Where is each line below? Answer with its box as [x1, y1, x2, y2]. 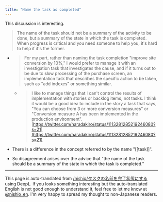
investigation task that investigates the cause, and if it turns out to [24, 65, 156, 71]
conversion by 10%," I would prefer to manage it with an [24, 60, 136, 66]
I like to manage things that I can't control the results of [31, 90, 142, 96]
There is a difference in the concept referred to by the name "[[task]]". [12, 146, 153, 152]
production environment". [31, 116, 82, 122]
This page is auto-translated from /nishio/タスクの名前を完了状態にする [5, 175, 148, 181]
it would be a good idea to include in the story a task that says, [31, 100, 157, 106]
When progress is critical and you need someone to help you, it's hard [16, 40, 158, 46]
